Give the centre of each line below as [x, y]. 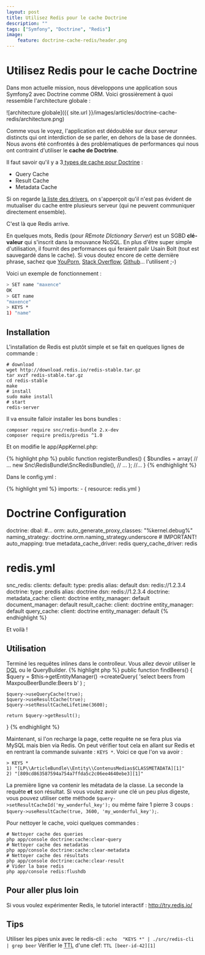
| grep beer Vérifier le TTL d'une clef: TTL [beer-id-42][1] [81, 945]
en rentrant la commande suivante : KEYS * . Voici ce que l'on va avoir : [95, 752]
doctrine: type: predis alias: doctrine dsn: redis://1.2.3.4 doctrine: [88, 592]
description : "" [27, 23]
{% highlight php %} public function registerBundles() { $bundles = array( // [102, 459]
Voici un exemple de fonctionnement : [54, 273]
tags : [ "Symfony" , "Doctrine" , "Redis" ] [59, 29]
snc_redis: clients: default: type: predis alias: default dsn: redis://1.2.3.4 [96, 585]
